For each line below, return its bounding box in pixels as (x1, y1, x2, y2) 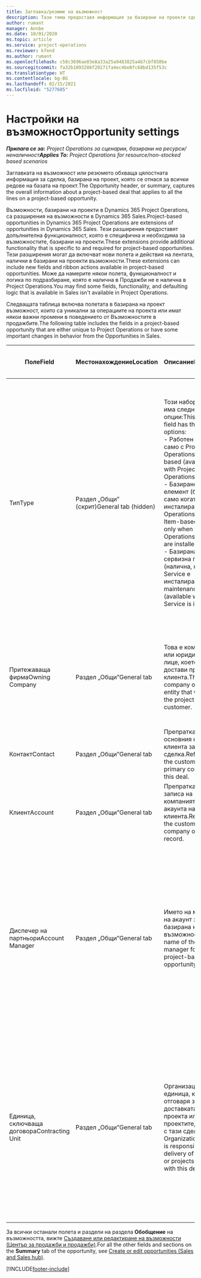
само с (163, 442, 184, 451)
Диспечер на (9, 926, 48, 935)
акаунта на (163, 804, 196, 813)
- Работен (163, 435, 194, 443)
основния (163, 735, 192, 743)
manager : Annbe (6, 25, 44, 32)
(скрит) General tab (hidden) (75, 502, 156, 510)
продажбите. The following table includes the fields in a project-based (6, 319, 179, 327)
